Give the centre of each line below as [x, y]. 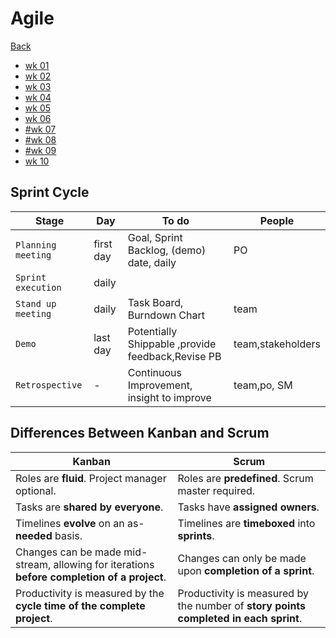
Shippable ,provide [172, 344]
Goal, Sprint [155, 237]
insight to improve [169, 397]
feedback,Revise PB [174, 356]
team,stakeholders [277, 344]
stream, [33, 564]
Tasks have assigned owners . [248, 507]
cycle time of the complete [80, 605]
